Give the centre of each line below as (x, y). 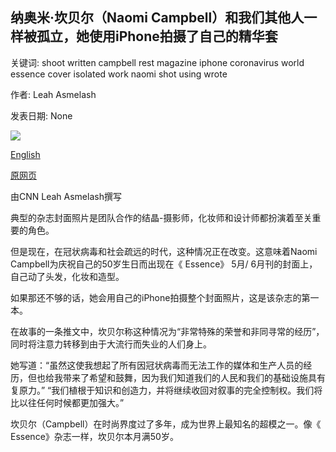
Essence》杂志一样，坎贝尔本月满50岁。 (94, 436)
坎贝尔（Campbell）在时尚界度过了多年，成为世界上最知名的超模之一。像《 (166, 424)
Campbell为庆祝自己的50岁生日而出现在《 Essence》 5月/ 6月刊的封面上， (164, 264)
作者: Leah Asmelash (53, 94)
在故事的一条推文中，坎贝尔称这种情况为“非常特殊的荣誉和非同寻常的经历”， (167, 331)
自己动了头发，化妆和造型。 (67, 276)
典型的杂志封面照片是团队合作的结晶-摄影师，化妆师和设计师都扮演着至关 (161, 217)
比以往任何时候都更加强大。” (67, 402)
